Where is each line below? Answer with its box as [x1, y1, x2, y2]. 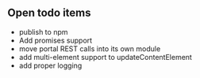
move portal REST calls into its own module [18, 43, 161, 54]
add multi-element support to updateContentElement [18, 52, 192, 61]
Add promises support [18, 35, 93, 45]
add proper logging [18, 61, 83, 70]
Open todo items [7, 6, 92, 20]
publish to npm [18, 27, 68, 36]
